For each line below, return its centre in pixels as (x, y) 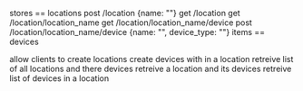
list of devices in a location (59, 78)
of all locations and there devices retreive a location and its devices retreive (151, 68)
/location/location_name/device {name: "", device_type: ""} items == (137, 32)
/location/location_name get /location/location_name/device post (131, 23)
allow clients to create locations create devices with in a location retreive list (151, 59)
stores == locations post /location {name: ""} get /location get (125, 13)
